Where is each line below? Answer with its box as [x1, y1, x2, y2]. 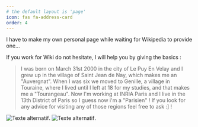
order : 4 [6, 20, 28, 26]
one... [6, 42, 20, 49]
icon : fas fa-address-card [6, 14, 73, 20]
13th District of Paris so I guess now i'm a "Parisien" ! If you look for [20, 97, 186, 104]
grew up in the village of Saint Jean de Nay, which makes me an [20, 72, 177, 79]
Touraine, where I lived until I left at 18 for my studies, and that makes [20, 84, 190, 91]
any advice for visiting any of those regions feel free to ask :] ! [20, 103, 173, 110]
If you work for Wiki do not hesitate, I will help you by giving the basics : [6, 54, 182, 61]
